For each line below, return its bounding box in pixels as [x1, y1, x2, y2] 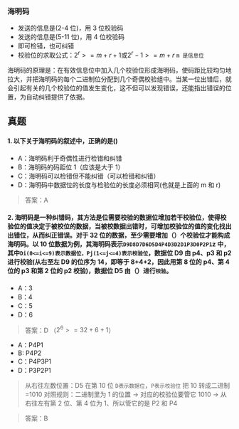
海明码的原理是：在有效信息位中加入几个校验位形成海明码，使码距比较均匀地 [7, 65, 232, 74]
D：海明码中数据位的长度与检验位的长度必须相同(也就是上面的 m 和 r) [17, 180, 221, 189]
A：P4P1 [17, 341, 44, 349]
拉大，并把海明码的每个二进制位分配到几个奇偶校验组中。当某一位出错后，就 [7, 75, 232, 83]
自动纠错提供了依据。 [26, 92, 89, 101]
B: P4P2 [17, 349, 42, 357]
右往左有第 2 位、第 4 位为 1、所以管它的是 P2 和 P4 [24, 399, 178, 408]
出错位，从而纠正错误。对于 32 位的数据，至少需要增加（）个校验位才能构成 [7, 231, 230, 240]
